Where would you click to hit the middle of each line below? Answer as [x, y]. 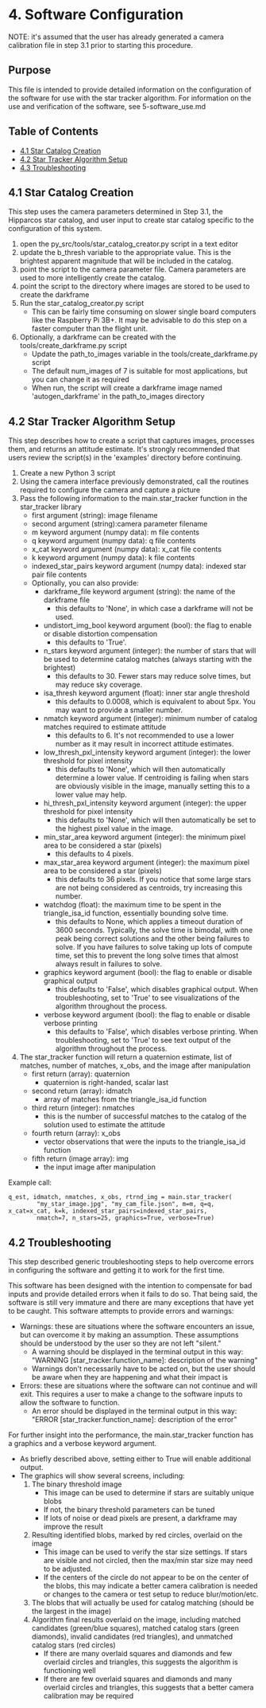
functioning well [70, 1670]
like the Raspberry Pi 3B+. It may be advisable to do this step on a [139, 320]
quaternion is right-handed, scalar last [106, 1083]
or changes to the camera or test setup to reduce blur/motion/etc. [151, 1594]
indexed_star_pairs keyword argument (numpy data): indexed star [139, 566]
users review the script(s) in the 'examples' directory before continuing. [125, 458]
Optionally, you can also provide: [85, 583]
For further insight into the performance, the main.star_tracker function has [131, 1435]
